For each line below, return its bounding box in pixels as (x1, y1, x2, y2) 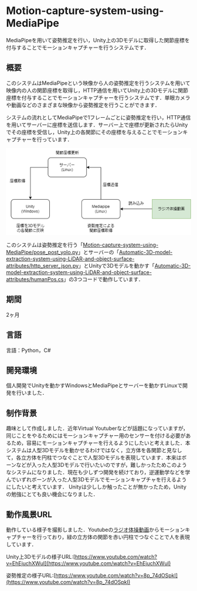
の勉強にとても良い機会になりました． (6, 491, 98, 498)
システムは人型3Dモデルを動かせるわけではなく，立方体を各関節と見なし (6, 447, 182, 454)
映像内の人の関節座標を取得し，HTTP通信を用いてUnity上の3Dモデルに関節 (6, 87, 189, 94)
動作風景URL (6, 510, 53, 520)
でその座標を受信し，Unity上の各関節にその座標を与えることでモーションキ (6, 128, 188, 135)
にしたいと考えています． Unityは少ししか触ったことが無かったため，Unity (6, 483, 186, 490)
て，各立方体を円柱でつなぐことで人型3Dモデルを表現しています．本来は (6, 454, 182, 461)
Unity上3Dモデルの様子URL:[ (6, 553, 76, 560)
